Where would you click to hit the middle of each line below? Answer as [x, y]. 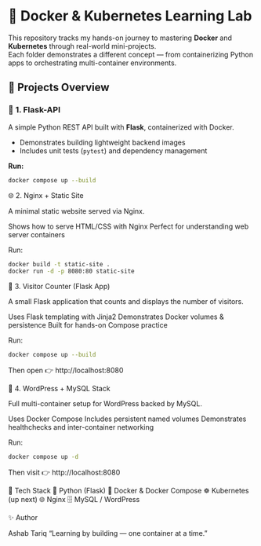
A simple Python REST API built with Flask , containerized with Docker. [121, 127]
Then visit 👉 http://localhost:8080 [64, 472]
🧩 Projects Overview [59, 88]
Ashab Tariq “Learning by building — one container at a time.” [108, 533]
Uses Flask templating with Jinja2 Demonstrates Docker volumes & [116, 317]
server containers [36, 234]
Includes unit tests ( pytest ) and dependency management [113, 150]
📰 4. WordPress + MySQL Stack [60, 389]
